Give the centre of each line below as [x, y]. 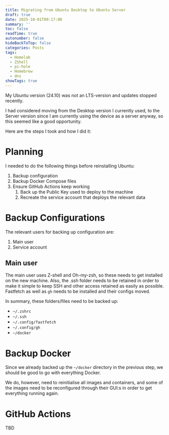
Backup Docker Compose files [44, 181]
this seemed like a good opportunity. [44, 121]
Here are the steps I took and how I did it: [48, 131]
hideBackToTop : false [28, 43]
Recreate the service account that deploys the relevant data [83, 197]
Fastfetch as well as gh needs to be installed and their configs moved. [78, 291]
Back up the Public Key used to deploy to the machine [77, 192]
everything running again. [32, 393]
